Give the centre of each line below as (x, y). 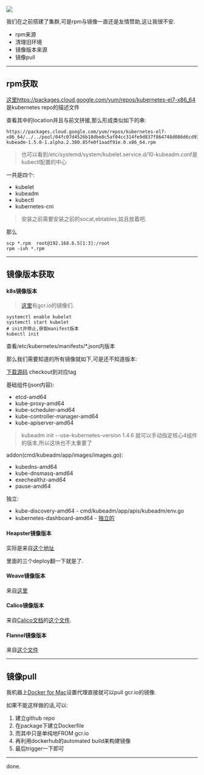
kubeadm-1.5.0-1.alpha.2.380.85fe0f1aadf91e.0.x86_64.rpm (81, 142)
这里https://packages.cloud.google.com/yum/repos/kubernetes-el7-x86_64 (101, 100)
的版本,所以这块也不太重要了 (56, 443)
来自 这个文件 (22, 650)
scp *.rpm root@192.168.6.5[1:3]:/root (58, 243)
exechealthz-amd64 (40, 480)
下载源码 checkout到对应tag (42, 372)
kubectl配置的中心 (44, 162)
